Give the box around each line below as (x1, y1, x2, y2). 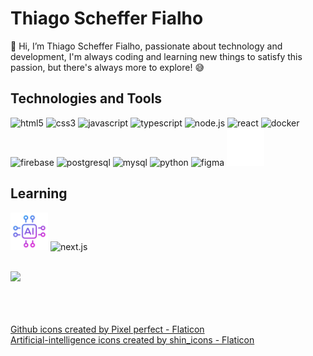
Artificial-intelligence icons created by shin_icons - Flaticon (10, 333, 255, 346)
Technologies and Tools (10, 90, 163, 107)
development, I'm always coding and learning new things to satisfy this (10, 50, 303, 62)
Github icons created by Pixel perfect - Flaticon (10, 323, 205, 335)
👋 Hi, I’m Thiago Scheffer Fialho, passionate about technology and (10, 40, 283, 52)
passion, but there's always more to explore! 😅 (10, 61, 205, 73)
